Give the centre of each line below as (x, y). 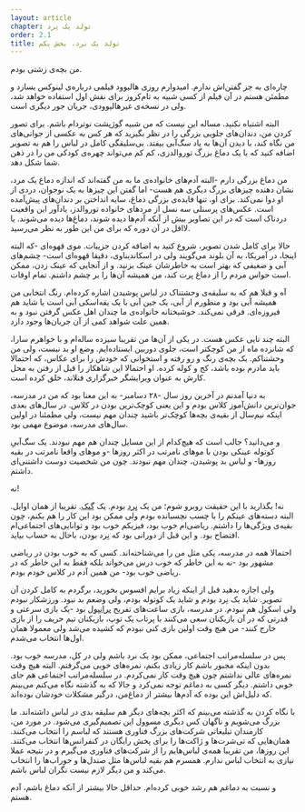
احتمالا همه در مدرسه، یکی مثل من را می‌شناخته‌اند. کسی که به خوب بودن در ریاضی (151, 553)
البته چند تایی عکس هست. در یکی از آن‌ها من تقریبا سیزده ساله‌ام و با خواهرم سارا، (150, 339)
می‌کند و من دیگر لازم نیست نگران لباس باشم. (88, 770)
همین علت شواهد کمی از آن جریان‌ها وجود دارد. (90, 321)
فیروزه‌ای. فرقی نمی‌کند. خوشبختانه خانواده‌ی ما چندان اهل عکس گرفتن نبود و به (145, 312)
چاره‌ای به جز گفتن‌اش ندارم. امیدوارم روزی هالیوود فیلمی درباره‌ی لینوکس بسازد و (149, 86)
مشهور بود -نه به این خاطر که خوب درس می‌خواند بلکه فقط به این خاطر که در (142, 562)
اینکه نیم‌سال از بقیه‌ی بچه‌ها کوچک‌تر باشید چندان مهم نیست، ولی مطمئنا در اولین (146, 415)
